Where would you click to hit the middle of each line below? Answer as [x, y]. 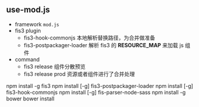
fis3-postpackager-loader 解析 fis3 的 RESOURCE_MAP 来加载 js [104, 45]
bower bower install [30, 99]
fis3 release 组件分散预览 [55, 66]
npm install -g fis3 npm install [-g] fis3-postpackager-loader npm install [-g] [100, 85]
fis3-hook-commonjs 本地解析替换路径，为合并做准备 [89, 38]
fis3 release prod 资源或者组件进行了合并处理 [79, 74]
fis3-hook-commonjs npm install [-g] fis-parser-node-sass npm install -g [96, 92]
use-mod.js [28, 10]
